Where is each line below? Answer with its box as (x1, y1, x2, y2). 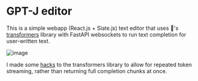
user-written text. (6, 37, 50, 44)
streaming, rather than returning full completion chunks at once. (6, 67, 167, 74)
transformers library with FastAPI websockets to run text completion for (6, 30, 186, 38)
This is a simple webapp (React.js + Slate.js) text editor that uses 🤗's (6, 24, 179, 32)
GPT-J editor (6, 4, 72, 18)
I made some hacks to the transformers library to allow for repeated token (6, 61, 193, 68)
